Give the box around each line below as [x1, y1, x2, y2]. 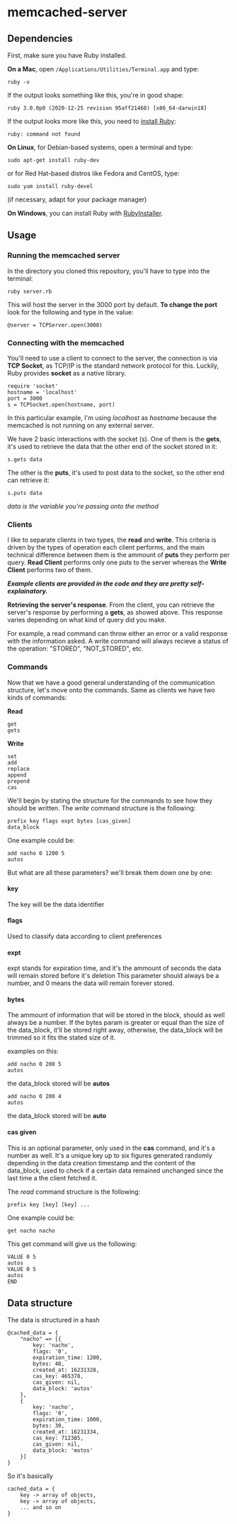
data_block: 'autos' [33, 1385, 93, 1392]
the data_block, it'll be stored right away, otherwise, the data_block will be [7, 1026, 223, 1035]
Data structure [7, 1297, 73, 1309]
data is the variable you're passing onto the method [7, 501, 159, 510]
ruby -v [7, 78, 30, 86]
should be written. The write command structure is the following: [7, 803, 196, 812]
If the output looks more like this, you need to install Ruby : [7, 117, 177, 125]
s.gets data [7, 455, 42, 463]
